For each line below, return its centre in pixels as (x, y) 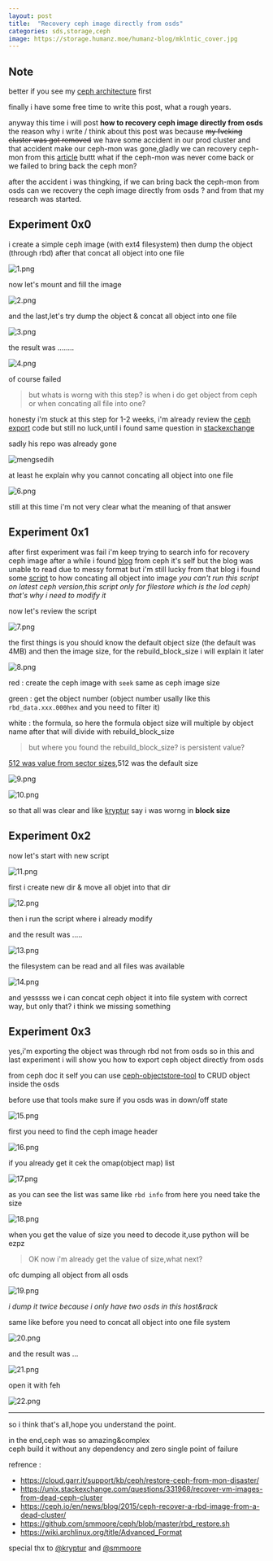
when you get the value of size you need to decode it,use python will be (129, 1235)
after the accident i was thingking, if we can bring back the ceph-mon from (134, 182)
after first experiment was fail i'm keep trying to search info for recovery (129, 552)
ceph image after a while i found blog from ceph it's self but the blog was (131, 560)
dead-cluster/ (43, 1515)
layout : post (30, 16)
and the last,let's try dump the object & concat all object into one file (123, 316)
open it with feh (35, 1385)
